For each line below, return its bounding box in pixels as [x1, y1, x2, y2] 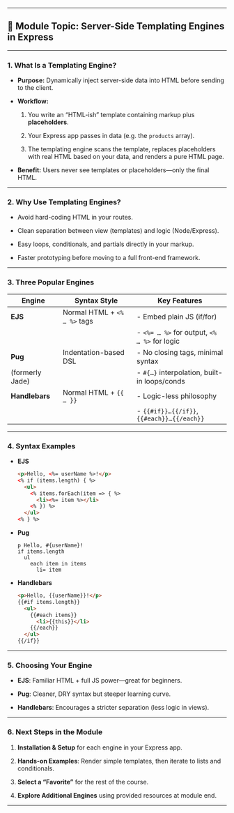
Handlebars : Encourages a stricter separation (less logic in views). [17, 704, 210, 712]
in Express [7, 31, 54, 43]
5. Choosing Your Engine [7, 660, 93, 670]
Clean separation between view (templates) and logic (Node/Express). [17, 227, 219, 235]
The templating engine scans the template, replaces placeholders [27, 145, 216, 153]
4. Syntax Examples [7, 441, 76, 450]
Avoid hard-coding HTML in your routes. [17, 213, 134, 222]
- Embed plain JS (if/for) [136, 312, 217, 321]
